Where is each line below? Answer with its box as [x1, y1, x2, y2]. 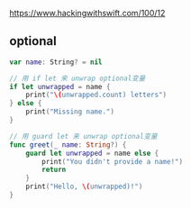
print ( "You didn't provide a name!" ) [41, 157, 183, 166]
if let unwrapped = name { [9, 82, 111, 91]
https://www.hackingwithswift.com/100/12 [9, 8, 166, 18]
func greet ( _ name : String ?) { [9, 140, 127, 149]
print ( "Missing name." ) [25, 107, 115, 116]
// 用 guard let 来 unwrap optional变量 [9, 131, 158, 140]
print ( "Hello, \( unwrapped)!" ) [25, 182, 143, 192]
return [41, 166, 67, 175]
